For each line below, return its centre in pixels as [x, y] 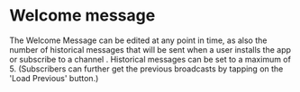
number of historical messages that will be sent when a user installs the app [150, 49]
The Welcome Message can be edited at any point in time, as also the [138, 40]
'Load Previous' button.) [54, 78]
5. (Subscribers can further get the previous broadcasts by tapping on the [146, 69]
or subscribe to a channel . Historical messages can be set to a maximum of [150, 59]
